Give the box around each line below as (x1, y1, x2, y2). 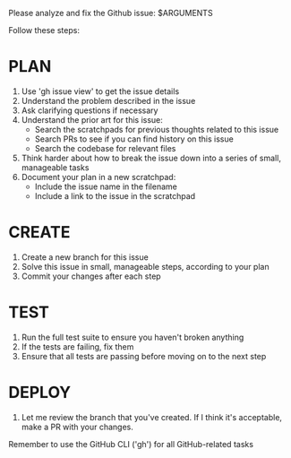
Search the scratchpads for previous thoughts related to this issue (34, 124, 279, 134)
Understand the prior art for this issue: (21, 114, 163, 125)
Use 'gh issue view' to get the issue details (21, 85, 180, 97)
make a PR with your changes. (21, 421, 133, 432)
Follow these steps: (8, 25, 80, 35)
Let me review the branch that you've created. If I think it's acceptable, (21, 411, 283, 422)
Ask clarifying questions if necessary (21, 105, 158, 116)
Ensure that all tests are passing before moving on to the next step (21, 350, 267, 361)
